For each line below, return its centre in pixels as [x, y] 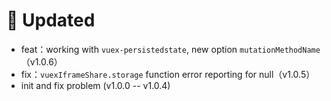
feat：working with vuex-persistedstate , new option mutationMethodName [170, 49]
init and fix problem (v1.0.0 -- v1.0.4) [95, 85]
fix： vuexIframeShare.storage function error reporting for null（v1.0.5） [168, 74]
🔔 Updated [51, 20]
